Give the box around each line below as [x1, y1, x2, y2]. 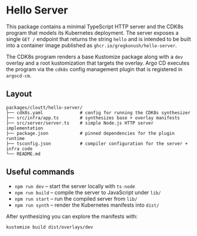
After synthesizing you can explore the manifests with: [6, 212, 138, 220]
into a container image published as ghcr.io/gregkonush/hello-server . [6, 42, 178, 49]
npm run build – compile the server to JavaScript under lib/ [14, 189, 161, 196]
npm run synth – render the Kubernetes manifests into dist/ [14, 201, 160, 208]
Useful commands [6, 167, 75, 177]
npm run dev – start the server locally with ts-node [14, 182, 135, 190]
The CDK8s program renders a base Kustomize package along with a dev [6, 53, 183, 60]
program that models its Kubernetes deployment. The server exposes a [6, 29, 179, 36]
